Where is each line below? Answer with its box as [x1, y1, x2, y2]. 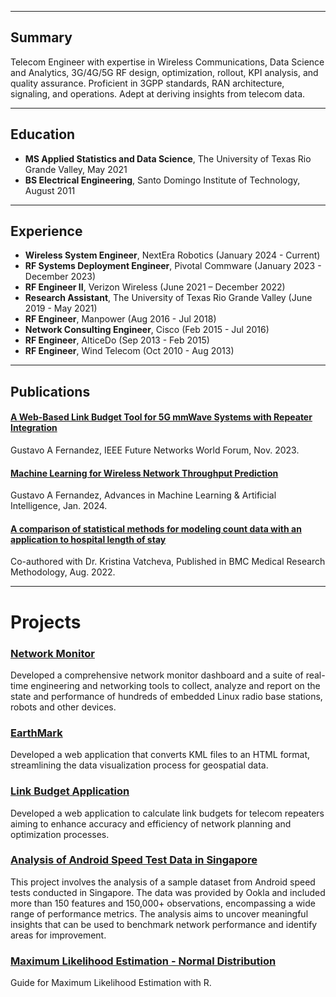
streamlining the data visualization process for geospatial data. [10, 759, 269, 771]
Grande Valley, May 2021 [24, 163, 128, 175]
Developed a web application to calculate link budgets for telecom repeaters [10, 807, 325, 819]
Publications [10, 383, 91, 400]
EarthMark [10, 726, 63, 740]
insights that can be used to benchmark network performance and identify [10, 918, 318, 930]
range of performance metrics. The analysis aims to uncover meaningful [10, 907, 309, 920]
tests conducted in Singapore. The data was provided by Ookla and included [10, 886, 326, 898]
